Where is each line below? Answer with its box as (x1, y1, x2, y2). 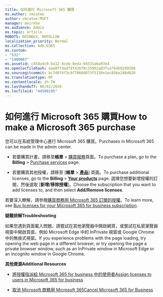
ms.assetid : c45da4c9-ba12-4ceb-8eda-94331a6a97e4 (5, 61, 110, 66)
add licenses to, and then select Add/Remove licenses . (12, 187, 124, 193)
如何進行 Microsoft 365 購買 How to (5, 111, 147, 122)
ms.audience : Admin (5, 25, 45, 30)
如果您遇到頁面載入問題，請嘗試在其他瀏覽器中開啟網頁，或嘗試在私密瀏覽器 (5, 223, 158, 229)
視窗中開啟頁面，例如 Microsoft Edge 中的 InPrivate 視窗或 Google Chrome (5, 229, 154, 235)
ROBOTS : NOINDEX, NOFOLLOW (5, 35, 60, 39)
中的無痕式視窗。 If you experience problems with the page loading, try (5, 235, 147, 241)
